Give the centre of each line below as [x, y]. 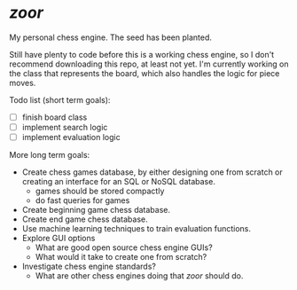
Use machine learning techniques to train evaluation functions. [136, 229]
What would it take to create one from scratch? [121, 257]
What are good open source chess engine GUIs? [124, 247]
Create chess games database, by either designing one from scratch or [152, 172]
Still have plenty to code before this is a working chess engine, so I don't [142, 54]
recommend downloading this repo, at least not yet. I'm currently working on [149, 64]
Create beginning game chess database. [96, 210]
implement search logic [65, 127]
